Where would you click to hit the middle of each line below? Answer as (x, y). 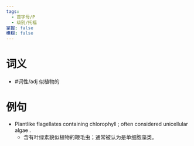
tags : (13, 11)
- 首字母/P (23, 17)
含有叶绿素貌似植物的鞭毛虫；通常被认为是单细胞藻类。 (90, 137)
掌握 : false (20, 28)
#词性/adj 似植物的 (37, 82)
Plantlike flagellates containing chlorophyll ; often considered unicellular (101, 124)
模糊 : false (20, 33)
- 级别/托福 (24, 22)
